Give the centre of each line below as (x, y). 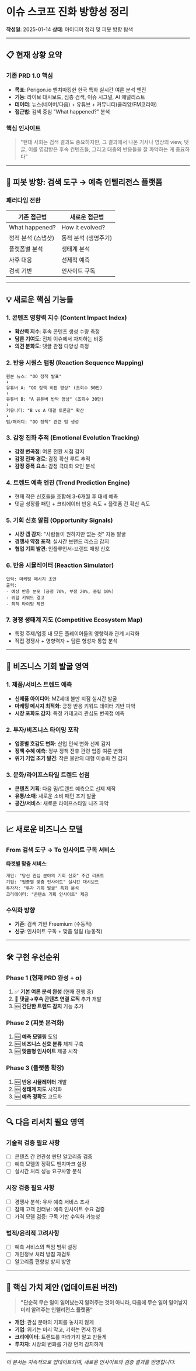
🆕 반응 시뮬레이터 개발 (41, 1082)
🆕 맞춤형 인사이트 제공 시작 (46, 1052)
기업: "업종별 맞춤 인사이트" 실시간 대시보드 (52, 882)
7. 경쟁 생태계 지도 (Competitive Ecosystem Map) (74, 620)
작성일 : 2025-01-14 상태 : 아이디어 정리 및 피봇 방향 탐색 (69, 29)
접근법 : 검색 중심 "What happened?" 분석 (62, 111)
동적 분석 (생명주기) (87, 238)
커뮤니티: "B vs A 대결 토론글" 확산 (45, 410)
